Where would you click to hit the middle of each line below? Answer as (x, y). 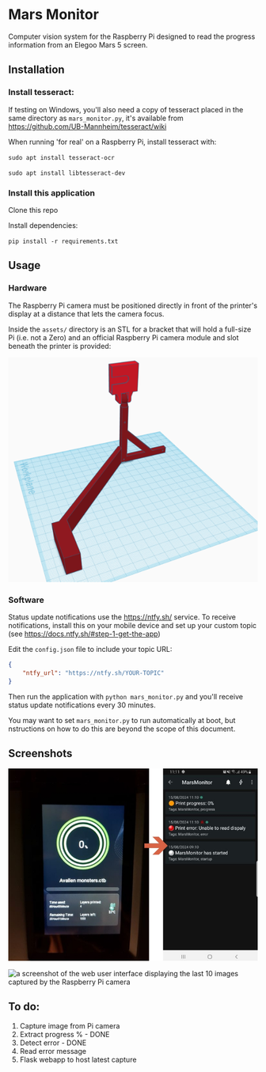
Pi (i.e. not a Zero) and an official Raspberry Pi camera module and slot (123, 337)
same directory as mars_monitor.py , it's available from (96, 118)
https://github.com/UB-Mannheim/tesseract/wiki (87, 126)
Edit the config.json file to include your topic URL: (90, 650)
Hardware (28, 288)
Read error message (53, 1051)
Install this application (51, 193)
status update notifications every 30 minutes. (82, 705)
